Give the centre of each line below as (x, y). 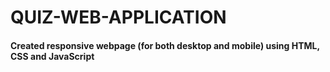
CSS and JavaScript (52, 56)
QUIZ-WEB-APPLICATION (118, 17)
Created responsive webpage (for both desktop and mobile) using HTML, (165, 45)
